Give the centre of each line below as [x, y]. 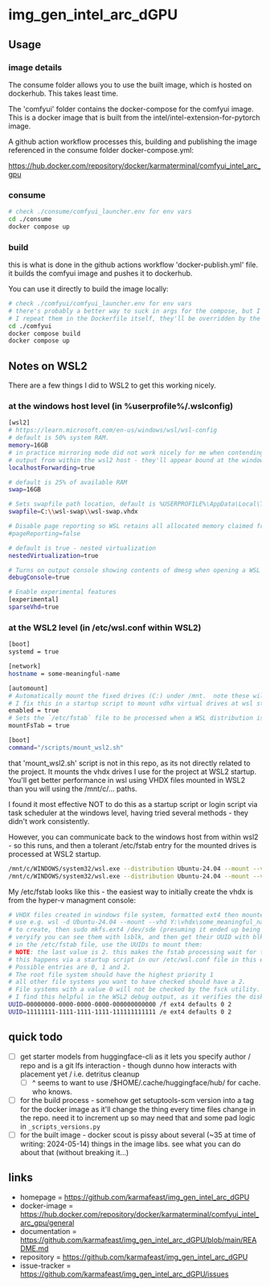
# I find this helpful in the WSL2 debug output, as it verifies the [127, 997]
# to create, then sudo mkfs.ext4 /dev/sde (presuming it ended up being [135, 930]
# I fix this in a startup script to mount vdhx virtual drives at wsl [131, 703]
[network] [25, 666]
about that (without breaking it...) [74, 1152]
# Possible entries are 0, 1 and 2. [70, 967]
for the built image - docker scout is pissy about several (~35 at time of [138, 1134]
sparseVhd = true [34, 607]
